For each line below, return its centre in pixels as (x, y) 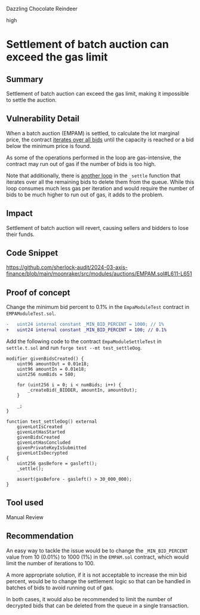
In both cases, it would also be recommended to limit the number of (89, 599)
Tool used (25, 503)
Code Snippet (32, 253)
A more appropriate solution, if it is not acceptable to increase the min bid (96, 575)
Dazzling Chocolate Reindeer (42, 9)
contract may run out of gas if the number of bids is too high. (81, 163)
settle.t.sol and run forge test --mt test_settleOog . (74, 348)
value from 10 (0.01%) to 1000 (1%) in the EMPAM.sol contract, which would (98, 557)
